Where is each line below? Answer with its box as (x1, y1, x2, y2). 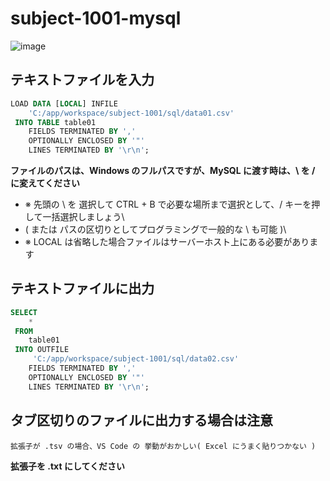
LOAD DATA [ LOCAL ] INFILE (10, 98, 118, 109)
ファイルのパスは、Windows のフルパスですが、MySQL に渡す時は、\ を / (10, 165, 316, 176)
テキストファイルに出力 (10, 280, 155, 297)
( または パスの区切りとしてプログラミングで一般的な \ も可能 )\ (24, 223, 287, 235)
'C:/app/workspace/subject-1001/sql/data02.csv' (32, 354, 240, 364)
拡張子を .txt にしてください (10, 460, 126, 472)
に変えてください (10, 177, 80, 189)
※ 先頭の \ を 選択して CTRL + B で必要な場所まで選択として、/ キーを (24, 198, 312, 210)
